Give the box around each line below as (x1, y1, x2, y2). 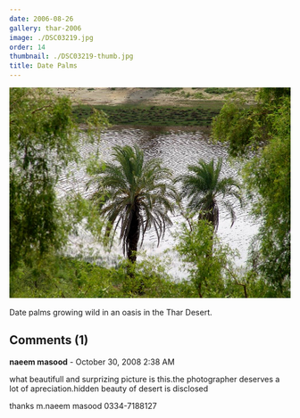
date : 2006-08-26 (9, 14, 74, 23)
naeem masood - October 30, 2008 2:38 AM (9, 357, 176, 367)
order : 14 (9, 43, 46, 52)
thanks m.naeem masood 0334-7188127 (9, 400, 158, 411)
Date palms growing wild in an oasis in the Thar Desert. (9, 307, 212, 317)
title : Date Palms (9, 61, 78, 70)
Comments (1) (9, 332, 89, 348)
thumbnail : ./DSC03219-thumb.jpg (9, 52, 134, 61)
